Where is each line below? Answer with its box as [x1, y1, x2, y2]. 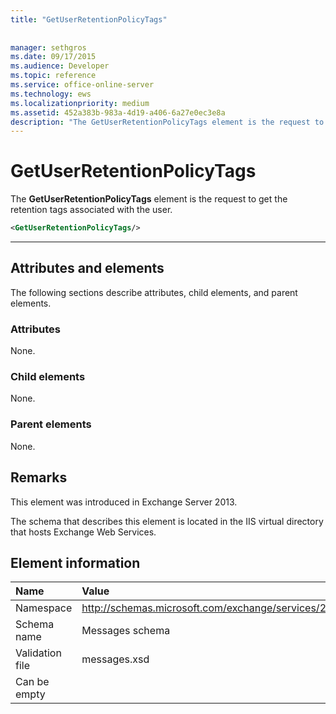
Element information [10, 554, 141, 571]
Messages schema [81, 624, 171, 638]
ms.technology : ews [10, 89, 92, 99]
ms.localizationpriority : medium [10, 98, 150, 108]
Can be [15, 675, 50, 689]
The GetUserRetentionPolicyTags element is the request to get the [10, 193, 288, 205]
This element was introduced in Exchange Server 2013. [10, 496, 238, 508]
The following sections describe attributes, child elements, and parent [10, 286, 298, 298]
